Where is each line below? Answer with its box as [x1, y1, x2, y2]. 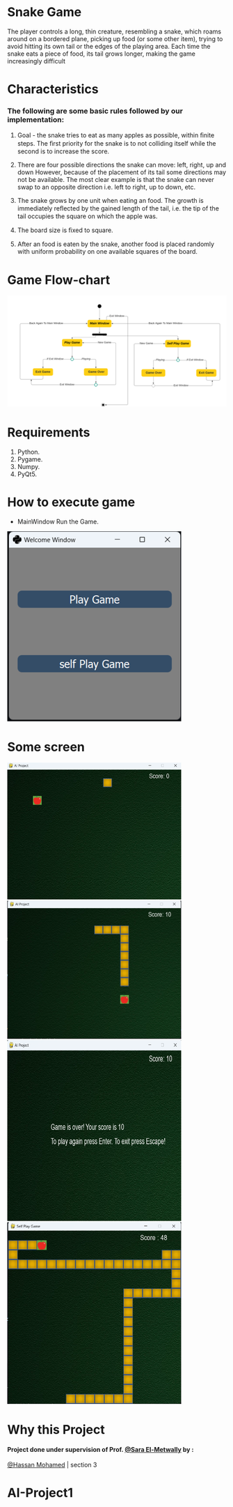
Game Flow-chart [7, 272, 111, 288]
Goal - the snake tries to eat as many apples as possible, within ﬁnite [17, 131, 215, 139]
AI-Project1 [7, 1485, 73, 1501]
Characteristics [7, 82, 99, 98]
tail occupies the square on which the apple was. [17, 212, 158, 220]
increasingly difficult [7, 56, 66, 65]
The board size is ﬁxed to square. [17, 226, 113, 234]
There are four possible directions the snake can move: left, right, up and [17, 161, 227, 169]
